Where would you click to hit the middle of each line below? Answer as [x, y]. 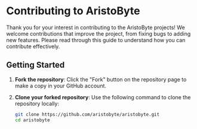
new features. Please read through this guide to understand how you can [96, 40]
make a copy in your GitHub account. [60, 86]
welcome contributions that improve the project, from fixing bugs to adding [98, 33]
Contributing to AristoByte [73, 11]
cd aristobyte [32, 120]
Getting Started [36, 65]
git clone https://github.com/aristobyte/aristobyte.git [87, 114]
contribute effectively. [33, 46]
